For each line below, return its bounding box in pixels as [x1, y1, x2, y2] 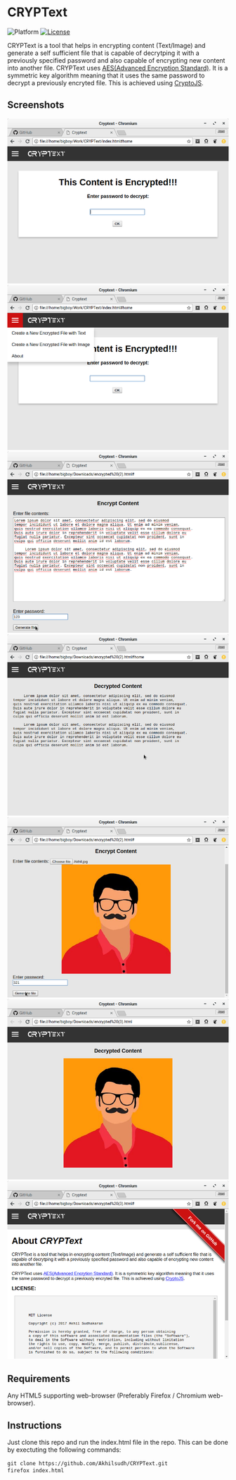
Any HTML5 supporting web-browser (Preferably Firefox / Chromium [7, 1391, 207, 1400]
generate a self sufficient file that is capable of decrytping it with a [7, 49, 200, 57]
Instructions [7, 1419, 62, 1431]
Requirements [7, 1372, 70, 1385]
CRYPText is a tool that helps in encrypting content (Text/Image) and [7, 41, 206, 49]
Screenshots [7, 99, 65, 111]
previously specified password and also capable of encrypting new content [7, 56, 225, 64]
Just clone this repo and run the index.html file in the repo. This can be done [7, 1438, 228, 1446]
